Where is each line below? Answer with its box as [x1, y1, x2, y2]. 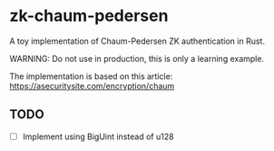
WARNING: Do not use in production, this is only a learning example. [9, 53, 265, 64]
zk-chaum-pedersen [9, 5, 169, 26]
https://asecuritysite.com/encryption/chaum [9, 80, 175, 91]
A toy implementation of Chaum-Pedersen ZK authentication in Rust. [9, 35, 266, 46]
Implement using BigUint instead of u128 [22, 131, 174, 142]
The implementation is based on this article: [9, 70, 173, 82]
